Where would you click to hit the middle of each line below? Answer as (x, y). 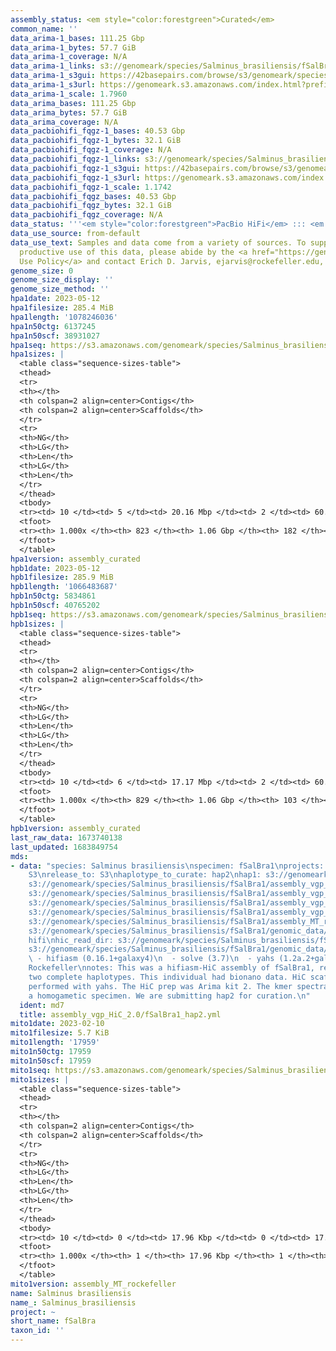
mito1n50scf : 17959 (51, 1061)
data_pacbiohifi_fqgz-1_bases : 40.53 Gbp (98, 131)
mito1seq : (31, 1070)
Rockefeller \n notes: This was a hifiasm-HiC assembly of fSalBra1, (171, 968)
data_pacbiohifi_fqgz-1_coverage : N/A (91, 150)
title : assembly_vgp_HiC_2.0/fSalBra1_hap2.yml (120, 1014)
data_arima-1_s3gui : (53, 76)
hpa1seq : (28, 345)
